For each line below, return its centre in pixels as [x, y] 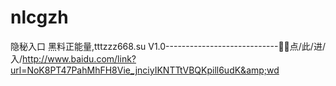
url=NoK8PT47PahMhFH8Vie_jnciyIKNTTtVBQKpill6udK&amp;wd [145, 70]
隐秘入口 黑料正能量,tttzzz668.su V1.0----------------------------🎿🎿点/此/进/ [168, 46]
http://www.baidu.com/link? [79, 58]
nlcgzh [39, 17]
